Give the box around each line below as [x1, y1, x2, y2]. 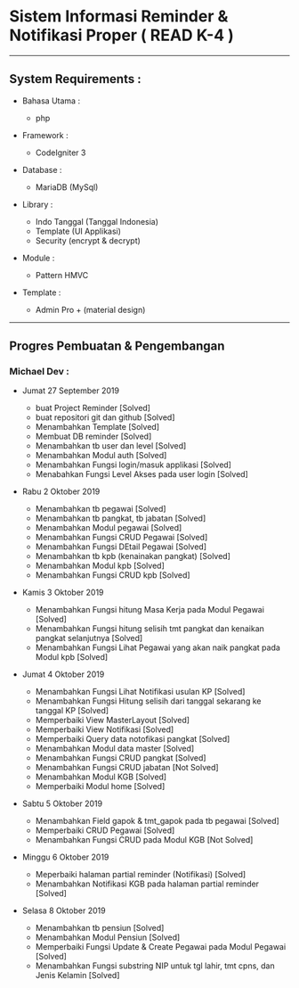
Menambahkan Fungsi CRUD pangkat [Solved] [35, 753, 206, 763]
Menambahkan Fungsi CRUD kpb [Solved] [35, 570, 190, 580]
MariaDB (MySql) [35, 181, 99, 193]
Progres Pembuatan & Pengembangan [9, 339, 225, 354]
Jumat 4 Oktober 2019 [21, 669, 105, 679]
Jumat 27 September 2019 [21, 385, 120, 396]
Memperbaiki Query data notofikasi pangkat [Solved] [35, 734, 230, 745]
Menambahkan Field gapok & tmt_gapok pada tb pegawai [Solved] [35, 816, 280, 827]
